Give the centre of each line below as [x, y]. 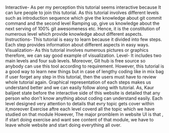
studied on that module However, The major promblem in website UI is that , [84, 114]
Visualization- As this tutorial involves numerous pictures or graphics [77, 50]
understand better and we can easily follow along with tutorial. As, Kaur [80, 87]
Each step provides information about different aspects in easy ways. [77, 45]
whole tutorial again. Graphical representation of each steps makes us [78, 82]
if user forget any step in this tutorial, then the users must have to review [81, 77]
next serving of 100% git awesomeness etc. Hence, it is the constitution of [83, 29]
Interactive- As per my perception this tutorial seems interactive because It [83, 7]
